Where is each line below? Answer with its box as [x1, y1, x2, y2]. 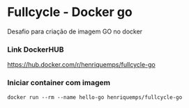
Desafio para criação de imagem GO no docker [7, 27, 143, 36]
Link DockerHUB [7, 45, 64, 54]
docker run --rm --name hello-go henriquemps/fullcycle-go [7, 93, 183, 101]
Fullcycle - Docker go [7, 4, 133, 20]
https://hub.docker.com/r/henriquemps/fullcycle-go [7, 61, 156, 69]
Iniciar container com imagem [7, 78, 110, 88]
